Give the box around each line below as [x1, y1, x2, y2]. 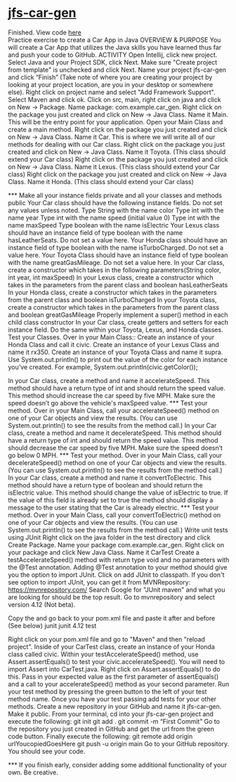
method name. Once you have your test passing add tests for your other [8, 694, 217, 703]
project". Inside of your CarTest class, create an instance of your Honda [8, 642, 215, 651]
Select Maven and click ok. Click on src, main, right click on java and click [8, 95, 221, 103]
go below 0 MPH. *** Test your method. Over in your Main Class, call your [8, 451, 223, 460]
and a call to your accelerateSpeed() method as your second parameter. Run [8, 679, 230, 688]
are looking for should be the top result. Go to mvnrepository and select [8, 592, 215, 601]
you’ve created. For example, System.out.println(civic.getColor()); [8, 363, 198, 371]
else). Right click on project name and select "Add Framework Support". [8, 88, 216, 96]
